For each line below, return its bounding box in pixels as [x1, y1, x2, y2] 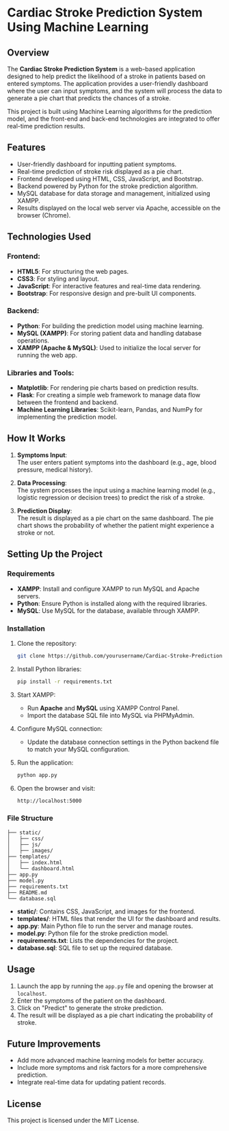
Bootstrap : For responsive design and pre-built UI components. [16, 289, 197, 297]
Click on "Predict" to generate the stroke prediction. [16, 1003, 163, 1012]
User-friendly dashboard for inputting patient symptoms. [16, 160, 177, 168]
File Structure [7, 813, 53, 823]
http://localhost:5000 [16, 797, 82, 804]
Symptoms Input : [16, 451, 67, 459]
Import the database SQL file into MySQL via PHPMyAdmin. [27, 711, 195, 719]
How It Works [7, 432, 66, 444]
